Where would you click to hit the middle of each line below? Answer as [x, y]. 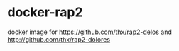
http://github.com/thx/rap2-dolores [59, 39]
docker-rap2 [45, 12]
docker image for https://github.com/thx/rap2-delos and [90, 32]
